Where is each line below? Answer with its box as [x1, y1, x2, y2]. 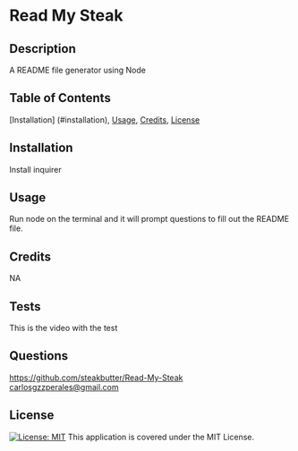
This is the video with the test [9, 323, 118, 334]
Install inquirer [9, 164, 63, 174]
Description [9, 41, 76, 56]
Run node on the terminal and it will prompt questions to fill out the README [9, 214, 289, 225]
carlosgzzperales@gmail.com [9, 381, 119, 392]
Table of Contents [9, 90, 112, 106]
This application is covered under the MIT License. [67, 431, 255, 442]
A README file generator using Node [9, 64, 146, 75]
